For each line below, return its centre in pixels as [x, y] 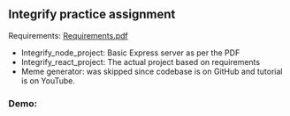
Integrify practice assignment [92, 14]
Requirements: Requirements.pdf [69, 35]
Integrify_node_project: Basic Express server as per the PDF [130, 53]
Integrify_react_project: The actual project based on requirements [141, 62]
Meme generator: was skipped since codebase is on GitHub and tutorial [152, 71]
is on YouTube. [48, 80]
